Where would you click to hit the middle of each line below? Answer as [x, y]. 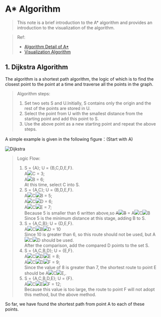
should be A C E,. [45, 273]
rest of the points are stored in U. [58, 108]
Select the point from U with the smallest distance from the [83, 113]
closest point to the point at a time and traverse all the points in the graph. [79, 84]
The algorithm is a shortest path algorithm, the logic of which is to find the [79, 79]
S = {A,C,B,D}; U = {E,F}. [49, 251]
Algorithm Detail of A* [47, 46]
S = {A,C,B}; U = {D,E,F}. [49, 223]
